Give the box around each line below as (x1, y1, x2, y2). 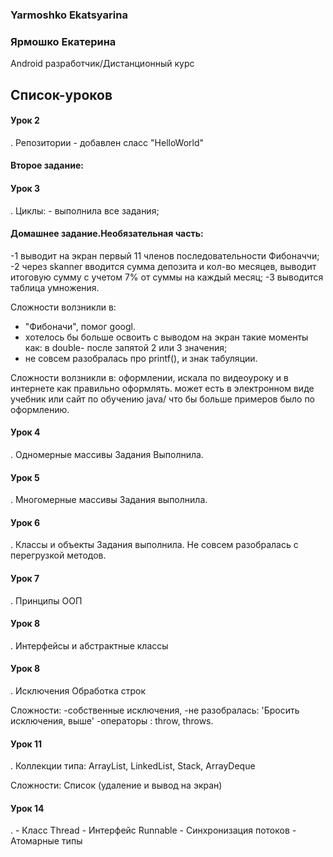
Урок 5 (10, 471, 40, 483)
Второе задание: (10, 159, 84, 172)
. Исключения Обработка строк (10, 685, 146, 697)
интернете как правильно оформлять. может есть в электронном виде (10, 382, 315, 394)
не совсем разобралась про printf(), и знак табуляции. (24, 352, 258, 364)
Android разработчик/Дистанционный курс (10, 58, 195, 70)
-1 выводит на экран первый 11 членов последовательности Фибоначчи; (10, 249, 320, 262)
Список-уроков (10, 86, 113, 103)
